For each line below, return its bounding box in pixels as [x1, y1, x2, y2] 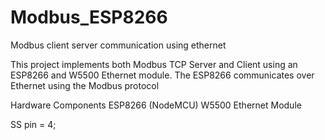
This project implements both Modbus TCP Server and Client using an [10, 58, 298, 70]
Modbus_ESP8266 [10, 6, 168, 29]
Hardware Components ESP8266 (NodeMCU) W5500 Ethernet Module [10, 99, 302, 111]
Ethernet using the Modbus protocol [10, 79, 160, 91]
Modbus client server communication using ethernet [10, 39, 227, 51]
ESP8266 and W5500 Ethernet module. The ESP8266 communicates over [10, 69, 315, 81]
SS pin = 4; [10, 118, 57, 130]
